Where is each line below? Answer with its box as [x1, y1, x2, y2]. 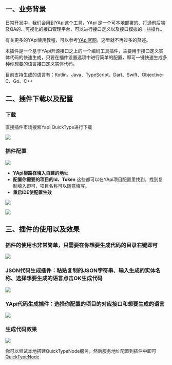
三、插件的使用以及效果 [5, 225, 80, 234]
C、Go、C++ [5, 78, 33, 84]
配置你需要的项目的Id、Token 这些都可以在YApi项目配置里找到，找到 [12, 176, 159, 182]
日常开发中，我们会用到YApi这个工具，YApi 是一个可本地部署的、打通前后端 [5, 20, 166, 26]
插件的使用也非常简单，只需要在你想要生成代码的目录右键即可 [5, 242, 158, 249]
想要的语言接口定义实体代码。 [14, 61, 78, 67]
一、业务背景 [5, 5, 46, 14]
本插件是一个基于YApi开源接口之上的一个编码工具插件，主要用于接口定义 [5, 48, 159, 54]
